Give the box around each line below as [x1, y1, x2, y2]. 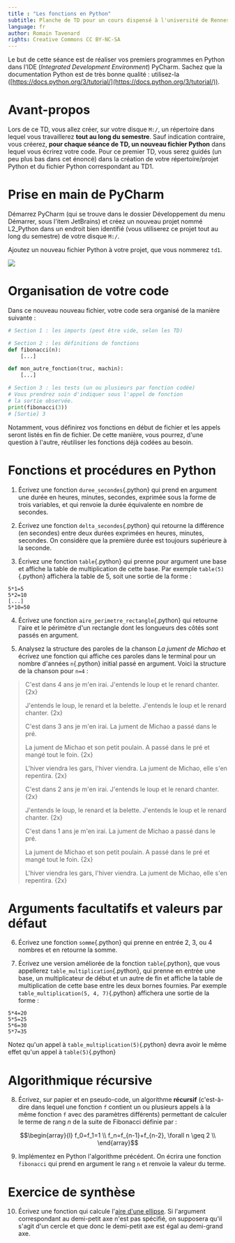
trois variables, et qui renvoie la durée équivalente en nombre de [17, 500, 204, 508]
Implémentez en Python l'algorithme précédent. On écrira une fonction [17, 1152, 222, 1161]
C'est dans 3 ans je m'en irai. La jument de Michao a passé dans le [24, 722, 217, 730]
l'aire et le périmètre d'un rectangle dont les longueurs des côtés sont [17, 623, 219, 632]
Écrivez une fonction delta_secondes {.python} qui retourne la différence [17, 521, 225, 529]
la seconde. [17, 543, 52, 552]
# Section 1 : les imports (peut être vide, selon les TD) [8, 327, 183, 334]
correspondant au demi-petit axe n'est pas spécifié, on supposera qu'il [17, 1214, 222, 1223]
